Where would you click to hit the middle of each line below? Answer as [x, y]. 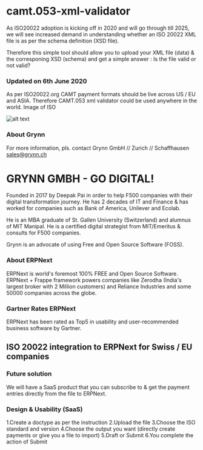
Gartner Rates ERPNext [41, 308]
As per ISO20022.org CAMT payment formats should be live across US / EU [101, 94]
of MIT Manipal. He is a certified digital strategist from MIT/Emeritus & [93, 227]
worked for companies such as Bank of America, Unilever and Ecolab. [93, 208]
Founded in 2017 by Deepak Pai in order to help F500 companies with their [99, 196]
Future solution [29, 374]
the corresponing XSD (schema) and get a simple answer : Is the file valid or [101, 59]
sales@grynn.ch [27, 154]
